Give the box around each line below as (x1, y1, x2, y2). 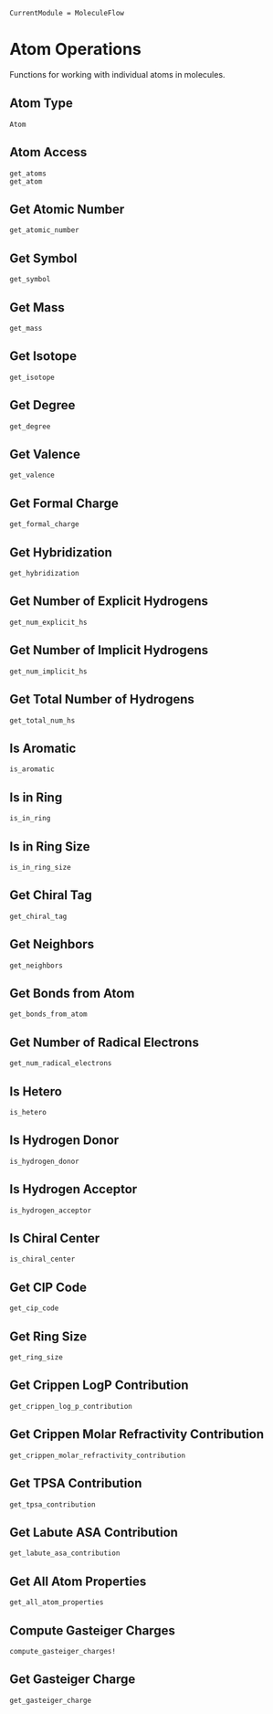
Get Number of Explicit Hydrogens (9, 594, 208, 609)
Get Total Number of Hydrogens (9, 692, 194, 707)
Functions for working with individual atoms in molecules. (9, 69, 226, 79)
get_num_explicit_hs (9, 618, 89, 627)
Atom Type (9, 96, 73, 111)
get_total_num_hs (9, 715, 76, 725)
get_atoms (9, 169, 47, 178)
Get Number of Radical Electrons (9, 1034, 199, 1050)
